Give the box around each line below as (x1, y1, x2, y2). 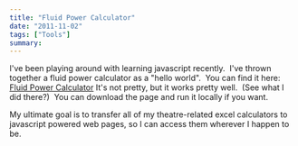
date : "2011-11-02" (9, 22, 83, 31)
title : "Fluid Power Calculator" (9, 13, 136, 23)
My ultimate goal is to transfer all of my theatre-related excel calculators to (9, 109, 288, 120)
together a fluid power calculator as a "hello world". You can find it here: (9, 73, 281, 84)
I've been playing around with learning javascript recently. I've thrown (9, 63, 272, 74)
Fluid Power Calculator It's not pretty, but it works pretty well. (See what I (9, 82, 284, 93)
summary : (9, 38, 43, 48)
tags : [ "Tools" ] (9, 30, 71, 39)
